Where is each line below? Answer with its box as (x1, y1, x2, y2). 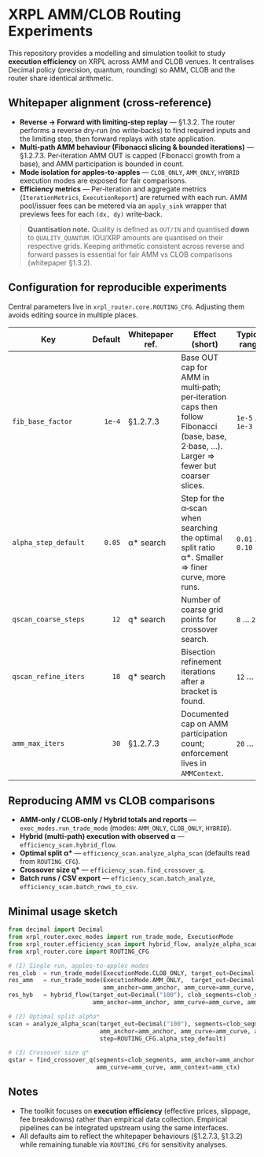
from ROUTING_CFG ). (19, 857, 81, 866)
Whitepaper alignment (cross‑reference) (8, 96, 212, 109)
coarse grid (180, 604, 224, 615)
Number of (180, 594, 222, 605)
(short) (191, 339, 218, 350)
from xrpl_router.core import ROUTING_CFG (8, 947, 149, 955)
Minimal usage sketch (8, 904, 118, 918)
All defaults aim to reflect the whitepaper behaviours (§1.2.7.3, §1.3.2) (19, 1131, 244, 1140)
